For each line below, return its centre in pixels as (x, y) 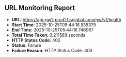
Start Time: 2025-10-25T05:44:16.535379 (54, 25)
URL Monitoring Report (40, 8)
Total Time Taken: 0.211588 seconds (48, 35)
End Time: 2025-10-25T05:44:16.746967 (53, 30)
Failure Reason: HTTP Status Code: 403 (52, 50)
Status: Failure (26, 45)
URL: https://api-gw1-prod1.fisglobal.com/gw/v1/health (66, 19)
